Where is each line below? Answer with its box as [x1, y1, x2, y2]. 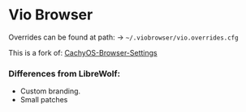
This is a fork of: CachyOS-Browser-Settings [8, 48, 158, 57]
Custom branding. [19, 86, 81, 96]
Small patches [19, 95, 68, 105]
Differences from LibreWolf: [8, 68, 120, 79]
